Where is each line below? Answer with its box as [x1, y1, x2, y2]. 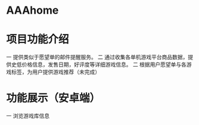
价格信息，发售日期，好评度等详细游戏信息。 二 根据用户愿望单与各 [21, 61, 186, 68]
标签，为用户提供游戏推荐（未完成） [11, 68, 100, 76]
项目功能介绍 [6, 33, 70, 46]
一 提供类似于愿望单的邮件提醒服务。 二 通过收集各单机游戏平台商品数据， [6, 54, 188, 61]
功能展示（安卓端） [6, 92, 101, 105]
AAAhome [6, 4, 59, 17]
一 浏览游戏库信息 [6, 112, 49, 120]
